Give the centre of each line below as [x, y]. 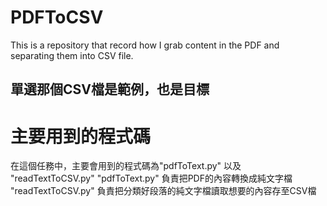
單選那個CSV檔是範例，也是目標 [110, 89]
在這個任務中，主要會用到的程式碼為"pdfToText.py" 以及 [126, 166]
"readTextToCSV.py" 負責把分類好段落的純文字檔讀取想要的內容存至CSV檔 [163, 191]
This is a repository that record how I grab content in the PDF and [145, 45]
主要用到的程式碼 [81, 136]
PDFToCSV [57, 17]
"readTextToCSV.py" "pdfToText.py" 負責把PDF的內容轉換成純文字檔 [151, 178]
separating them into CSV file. [72, 55]
